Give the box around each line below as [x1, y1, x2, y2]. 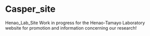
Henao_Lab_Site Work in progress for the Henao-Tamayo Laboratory [5, 20, 145, 26]
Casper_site [5, 3, 56, 15]
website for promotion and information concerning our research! [5, 25, 137, 31]
